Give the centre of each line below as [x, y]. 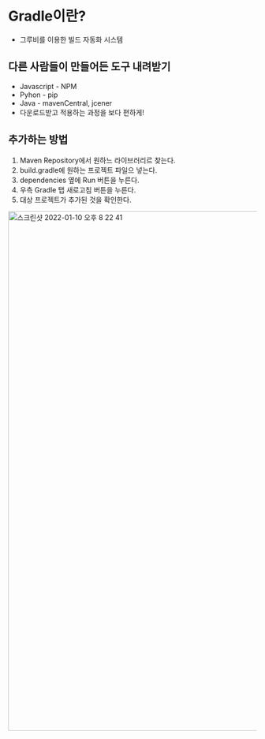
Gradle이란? [47, 16]
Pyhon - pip [39, 95]
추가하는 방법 [38, 140]
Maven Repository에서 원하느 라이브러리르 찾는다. [97, 160]
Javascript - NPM [48, 86]
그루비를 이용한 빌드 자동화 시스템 [71, 39]
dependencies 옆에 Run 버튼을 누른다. [79, 180]
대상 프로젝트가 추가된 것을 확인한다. [75, 200]
